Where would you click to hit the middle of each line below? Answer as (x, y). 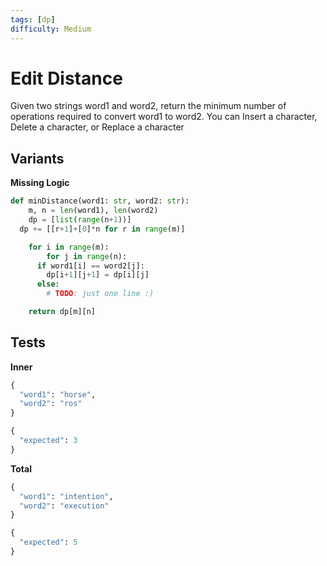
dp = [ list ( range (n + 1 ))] (80, 220)
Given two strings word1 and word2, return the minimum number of (148, 106)
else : (48, 284)
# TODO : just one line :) (100, 294)
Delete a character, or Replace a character (97, 127)
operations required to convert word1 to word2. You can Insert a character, (164, 117)
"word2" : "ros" (51, 404)
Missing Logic (40, 183)
